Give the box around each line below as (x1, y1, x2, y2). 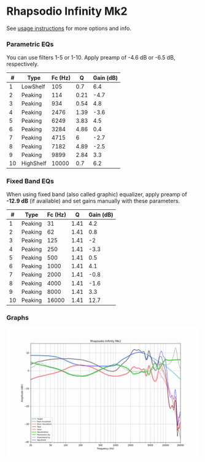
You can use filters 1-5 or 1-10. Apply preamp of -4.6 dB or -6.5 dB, (6, 54, 176, 61)
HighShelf (21, 160, 47, 167)
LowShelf (21, 83, 45, 90)
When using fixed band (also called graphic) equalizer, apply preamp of (6, 191, 187, 198)
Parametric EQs (6, 40, 54, 48)
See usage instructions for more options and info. (6, 25, 132, 32)
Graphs (6, 314, 29, 322)
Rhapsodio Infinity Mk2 (6, 4, 128, 18)
